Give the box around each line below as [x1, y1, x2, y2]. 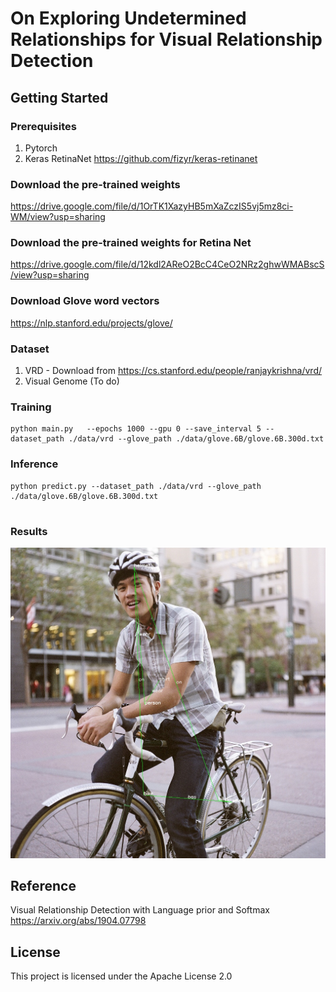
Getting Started [10, 89, 109, 106]
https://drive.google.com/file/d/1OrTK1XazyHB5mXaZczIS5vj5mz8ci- [10, 200, 294, 212]
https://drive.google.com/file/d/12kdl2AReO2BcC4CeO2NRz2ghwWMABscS [10, 258, 325, 271]
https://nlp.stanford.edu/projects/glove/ [10, 317, 173, 329]
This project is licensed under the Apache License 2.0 [10, 970, 233, 982]
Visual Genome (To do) [24, 375, 120, 387]
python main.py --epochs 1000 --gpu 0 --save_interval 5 [10, 424, 262, 434]
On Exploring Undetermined [10, 7, 247, 30]
